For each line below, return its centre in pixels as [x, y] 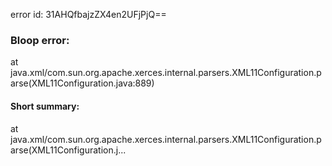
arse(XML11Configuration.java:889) [82, 83]
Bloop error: [40, 40]
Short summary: [45, 106]
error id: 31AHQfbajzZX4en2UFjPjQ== [88, 14]
